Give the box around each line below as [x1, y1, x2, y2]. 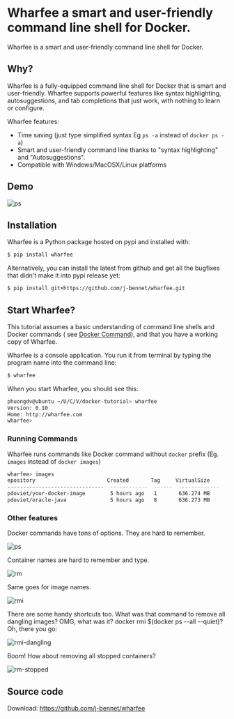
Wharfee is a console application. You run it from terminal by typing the [7, 351, 212, 359]
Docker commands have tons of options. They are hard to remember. [7, 529, 205, 538]
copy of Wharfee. [7, 337, 58, 346]
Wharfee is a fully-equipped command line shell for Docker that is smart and [7, 82, 226, 90]
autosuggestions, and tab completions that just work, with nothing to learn [7, 96, 221, 105]
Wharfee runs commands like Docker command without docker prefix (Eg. [7, 450, 219, 458]
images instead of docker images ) [7, 457, 101, 465]
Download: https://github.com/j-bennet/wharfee [7, 704, 146, 713]
